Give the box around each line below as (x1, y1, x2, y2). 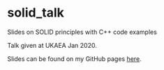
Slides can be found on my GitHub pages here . (7, 54, 142, 63)
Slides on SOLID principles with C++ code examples (7, 28, 157, 36)
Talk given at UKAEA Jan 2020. (7, 41, 98, 49)
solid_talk (7, 5, 64, 21)
